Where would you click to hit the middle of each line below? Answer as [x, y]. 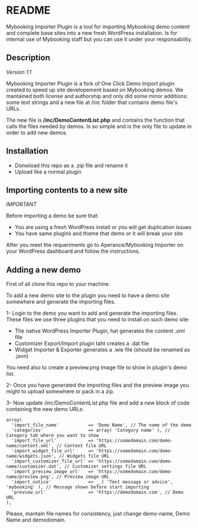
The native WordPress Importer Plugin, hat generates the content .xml [100, 331]
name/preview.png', [30, 477]
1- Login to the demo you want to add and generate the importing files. [92, 313]
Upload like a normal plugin [48, 171]
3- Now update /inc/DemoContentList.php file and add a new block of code [98, 403]
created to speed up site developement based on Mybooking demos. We [95, 90]
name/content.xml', [30, 446]
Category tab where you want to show [53, 436]
